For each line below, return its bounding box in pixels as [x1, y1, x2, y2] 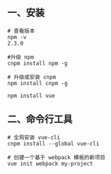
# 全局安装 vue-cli [7, 134, 61, 141]
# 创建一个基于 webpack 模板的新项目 [7, 153, 106, 161]
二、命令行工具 [7, 113, 73, 126]
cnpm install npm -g [7, 60, 69, 67]
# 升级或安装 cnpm [7, 73, 57, 80]
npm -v [7, 33, 27, 40]
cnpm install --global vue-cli [7, 140, 100, 147]
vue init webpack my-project [7, 160, 93, 167]
